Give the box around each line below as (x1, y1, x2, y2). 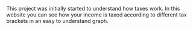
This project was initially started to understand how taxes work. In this (6, 5, 180, 12)
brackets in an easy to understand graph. (6, 18, 109, 24)
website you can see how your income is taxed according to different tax (6, 11, 187, 18)
